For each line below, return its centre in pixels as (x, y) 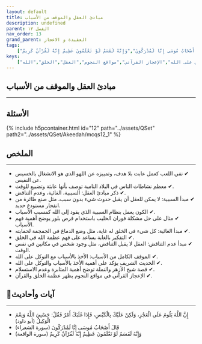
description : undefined (36, 23)
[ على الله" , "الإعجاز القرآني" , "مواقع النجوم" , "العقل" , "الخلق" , (105, 62)
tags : (13, 46)
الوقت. (23, 250)
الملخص (20, 153)
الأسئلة (17, 114)
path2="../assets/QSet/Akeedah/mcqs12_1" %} (64, 134)
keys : (13, 56)
